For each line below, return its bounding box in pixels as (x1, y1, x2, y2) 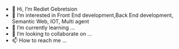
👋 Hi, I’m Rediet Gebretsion (11, 6, 78, 12)
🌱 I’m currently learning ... (11, 24, 75, 31)
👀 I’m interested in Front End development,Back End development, (11, 12, 174, 19)
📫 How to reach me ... (11, 37, 67, 44)
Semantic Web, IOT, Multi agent (11, 18, 89, 24)
